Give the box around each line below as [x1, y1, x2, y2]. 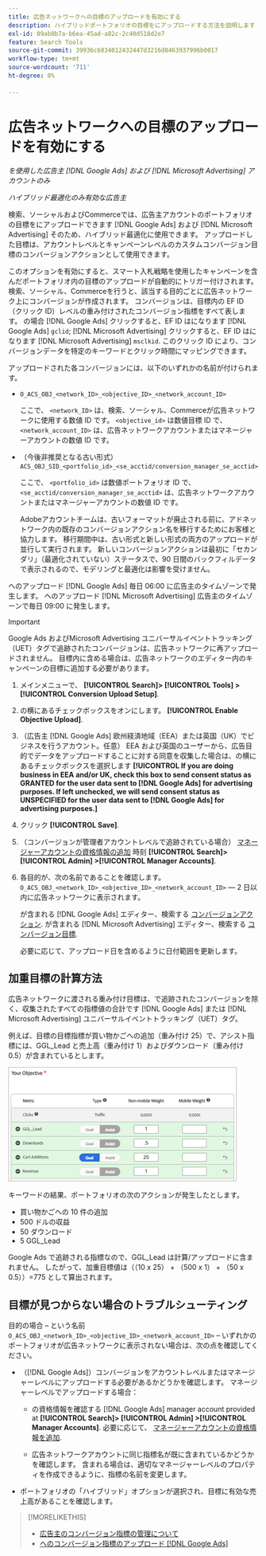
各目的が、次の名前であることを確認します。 [19, 872, 165, 882]
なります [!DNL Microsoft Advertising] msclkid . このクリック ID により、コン [8, 335, 256, 346]
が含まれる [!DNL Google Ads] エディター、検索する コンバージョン [19, 909, 240, 919]
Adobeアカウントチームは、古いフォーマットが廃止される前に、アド [19, 514, 244, 523]
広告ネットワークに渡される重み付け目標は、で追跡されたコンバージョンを [8, 994, 252, 1004]
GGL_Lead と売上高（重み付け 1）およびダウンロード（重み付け [35, 1041, 244, 1051]
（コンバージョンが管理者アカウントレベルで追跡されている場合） [19, 837, 236, 846]
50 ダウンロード [19, 1227, 73, 1237]
